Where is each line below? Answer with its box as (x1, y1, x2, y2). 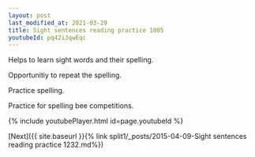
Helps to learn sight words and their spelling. (8, 55, 154, 65)
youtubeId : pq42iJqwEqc (8, 33, 87, 42)
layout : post (8, 11, 51, 20)
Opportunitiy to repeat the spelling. (8, 70, 122, 80)
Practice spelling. (8, 86, 65, 95)
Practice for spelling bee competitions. (8, 101, 134, 110)
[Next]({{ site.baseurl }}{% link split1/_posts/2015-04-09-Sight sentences (8, 132, 247, 141)
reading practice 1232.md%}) (8, 140, 104, 150)
